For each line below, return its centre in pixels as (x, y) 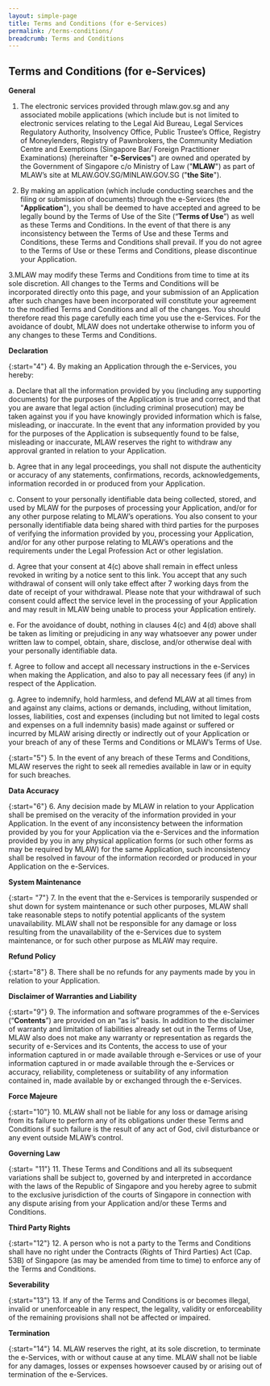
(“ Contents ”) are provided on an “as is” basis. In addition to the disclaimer (132, 1021)
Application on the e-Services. (59, 866)
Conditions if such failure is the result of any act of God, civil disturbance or (134, 1129)
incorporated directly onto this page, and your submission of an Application (134, 293)
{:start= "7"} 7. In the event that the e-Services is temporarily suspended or (133, 898)
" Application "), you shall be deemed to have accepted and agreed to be (140, 208)
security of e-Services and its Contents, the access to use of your (118, 1047)
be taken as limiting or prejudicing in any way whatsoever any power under (133, 634)
